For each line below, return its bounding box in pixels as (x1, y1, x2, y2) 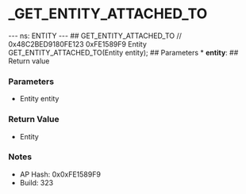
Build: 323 (19, 177, 54, 187)
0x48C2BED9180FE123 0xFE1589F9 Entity (8, 39, 147, 48)
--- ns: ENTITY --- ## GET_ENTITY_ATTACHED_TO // (8, 31, 183, 40)
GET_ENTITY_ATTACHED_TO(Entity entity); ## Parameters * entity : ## (8, 48, 239, 57)
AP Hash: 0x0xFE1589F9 (19, 169, 102, 179)
